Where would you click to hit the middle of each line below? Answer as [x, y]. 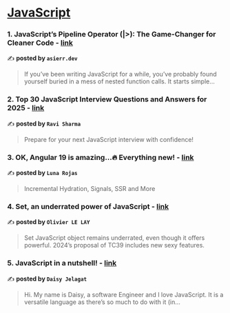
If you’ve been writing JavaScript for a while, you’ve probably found [120, 74]
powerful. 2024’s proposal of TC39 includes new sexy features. [114, 245]
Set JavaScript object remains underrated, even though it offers [114, 238]
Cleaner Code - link [40, 43]
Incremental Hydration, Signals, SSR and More [90, 189]
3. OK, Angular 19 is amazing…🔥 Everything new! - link [101, 157]
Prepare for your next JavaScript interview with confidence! [109, 139]
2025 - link [26, 108]
